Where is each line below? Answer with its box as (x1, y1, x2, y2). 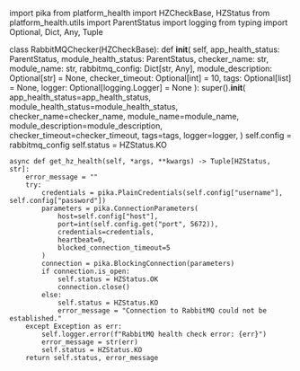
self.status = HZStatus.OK (57, 275, 159, 284)
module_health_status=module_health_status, (9, 102, 178, 111)
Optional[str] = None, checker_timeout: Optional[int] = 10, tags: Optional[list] (9, 73, 292, 84)
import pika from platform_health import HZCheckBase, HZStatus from (9, 8, 270, 18)
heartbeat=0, (57, 235, 106, 244)
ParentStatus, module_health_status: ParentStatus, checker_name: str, (9, 54, 269, 64)
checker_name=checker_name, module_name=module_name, (9, 111, 240, 121)
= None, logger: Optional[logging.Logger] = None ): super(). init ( (9, 83, 246, 93)
